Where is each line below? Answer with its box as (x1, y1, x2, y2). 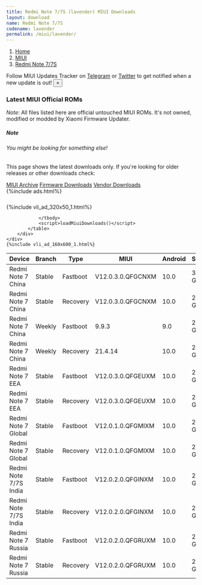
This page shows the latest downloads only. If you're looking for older (6, 163, 179, 170)
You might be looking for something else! (6, 144, 108, 151)
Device (9, 255, 30, 263)
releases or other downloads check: (6, 169, 96, 177)
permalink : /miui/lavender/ (6, 31, 77, 37)
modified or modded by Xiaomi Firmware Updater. (6, 115, 130, 122)
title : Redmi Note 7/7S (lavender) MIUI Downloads (6, 8, 136, 15)
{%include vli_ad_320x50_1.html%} (6, 203, 92, 210)
